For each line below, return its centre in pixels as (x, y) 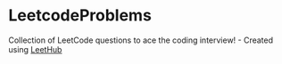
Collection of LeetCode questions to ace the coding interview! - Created (141, 40)
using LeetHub (35, 49)
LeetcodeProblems (80, 16)
